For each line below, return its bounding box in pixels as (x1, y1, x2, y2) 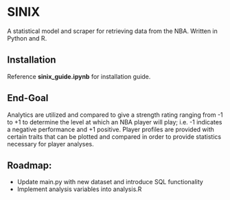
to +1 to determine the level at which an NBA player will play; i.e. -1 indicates (7, 118, 222, 126)
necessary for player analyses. (7, 140, 94, 148)
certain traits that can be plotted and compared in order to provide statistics (7, 132, 222, 141)
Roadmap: (7, 159, 52, 171)
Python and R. (7, 34, 47, 42)
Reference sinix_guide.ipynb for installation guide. (7, 72, 151, 80)
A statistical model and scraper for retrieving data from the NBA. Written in (7, 27, 218, 35)
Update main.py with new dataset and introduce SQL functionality (16, 178, 204, 186)
